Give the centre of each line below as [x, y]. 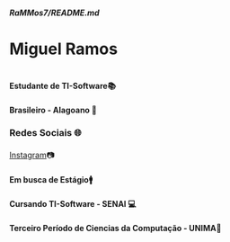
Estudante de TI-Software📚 [63, 85]
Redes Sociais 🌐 [46, 133]
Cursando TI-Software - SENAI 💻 [73, 204]
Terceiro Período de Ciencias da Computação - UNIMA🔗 [115, 228]
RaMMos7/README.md [55, 13]
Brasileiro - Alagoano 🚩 [53, 110]
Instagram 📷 [32, 155]
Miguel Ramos [64, 49]
